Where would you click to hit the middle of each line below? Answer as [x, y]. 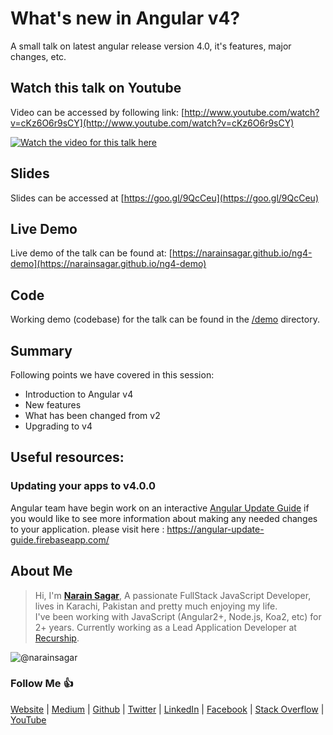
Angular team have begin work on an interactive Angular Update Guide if [160, 508]
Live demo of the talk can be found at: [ [91, 253]
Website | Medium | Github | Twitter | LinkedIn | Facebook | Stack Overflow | [167, 709]
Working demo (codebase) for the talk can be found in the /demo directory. [165, 319]
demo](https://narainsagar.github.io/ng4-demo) [108, 264]
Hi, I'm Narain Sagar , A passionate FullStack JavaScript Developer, [173, 595]
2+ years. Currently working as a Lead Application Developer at [165, 627]
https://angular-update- [215, 529]
